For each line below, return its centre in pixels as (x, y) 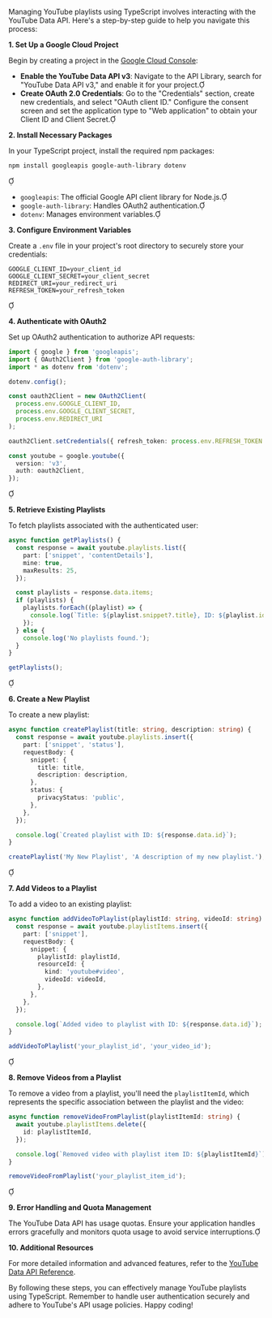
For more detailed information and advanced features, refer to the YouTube (134, 1264)
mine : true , (43, 563)
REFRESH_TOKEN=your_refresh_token (67, 290)
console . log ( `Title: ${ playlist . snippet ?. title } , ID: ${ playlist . (144, 616)
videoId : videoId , (75, 979)
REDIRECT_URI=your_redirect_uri (63, 283)
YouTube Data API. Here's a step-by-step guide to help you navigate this (129, 20)
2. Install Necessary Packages (60, 135)
